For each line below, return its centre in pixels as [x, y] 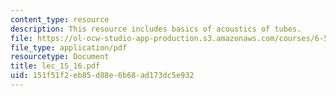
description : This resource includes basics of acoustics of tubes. [156, 29]
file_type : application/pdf [69, 47]
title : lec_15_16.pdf [55, 66]
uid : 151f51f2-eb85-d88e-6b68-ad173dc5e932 [102, 76]
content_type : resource [60, 19]
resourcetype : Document [60, 57]
